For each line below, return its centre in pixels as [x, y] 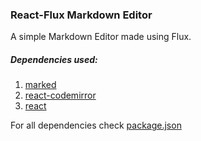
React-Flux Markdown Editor [81, 15]
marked [40, 85]
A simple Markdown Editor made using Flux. [101, 37]
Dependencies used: [54, 59]
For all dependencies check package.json [96, 125]
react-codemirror [60, 95]
